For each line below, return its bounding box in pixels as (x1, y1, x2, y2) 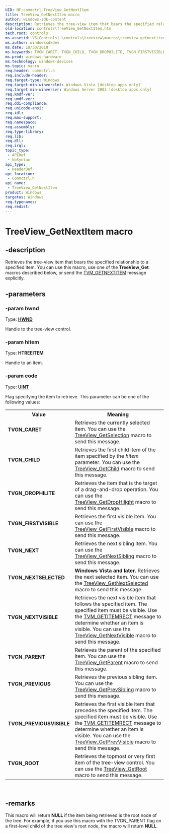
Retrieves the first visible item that (74, 701, 155, 708)
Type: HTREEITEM (5, 350, 44, 356)
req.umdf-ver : (5, 96, 35, 101)
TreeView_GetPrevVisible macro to (74, 738, 156, 745)
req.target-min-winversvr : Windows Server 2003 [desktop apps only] (5, 87, 152, 92)
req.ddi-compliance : (5, 101, 49, 106)
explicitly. (5, 275, 25, 281)
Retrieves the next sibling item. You (74, 540, 157, 547)
